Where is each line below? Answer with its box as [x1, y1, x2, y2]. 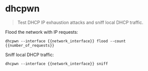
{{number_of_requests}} [5, 43, 55, 48]
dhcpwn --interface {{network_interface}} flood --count [5, 38, 126, 44]
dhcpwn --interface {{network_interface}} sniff [5, 61, 108, 66]
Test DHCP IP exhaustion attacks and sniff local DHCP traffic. [17, 19, 144, 25]
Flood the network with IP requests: [5, 29, 78, 35]
